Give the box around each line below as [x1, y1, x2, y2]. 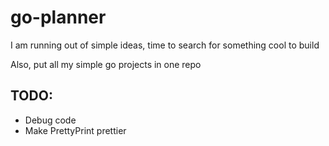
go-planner [10, 6, 107, 29]
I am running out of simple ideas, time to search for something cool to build [10, 39, 320, 51]
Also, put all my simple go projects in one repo [10, 58, 202, 70]
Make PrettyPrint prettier [24, 124, 127, 136]
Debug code [24, 114, 77, 126]
